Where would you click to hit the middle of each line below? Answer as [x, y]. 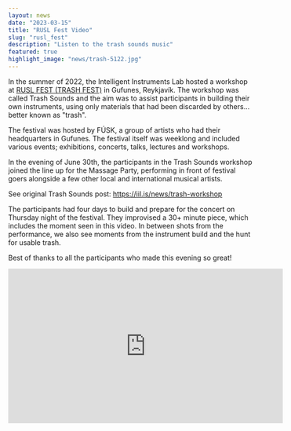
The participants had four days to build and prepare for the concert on [122, 209]
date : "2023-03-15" [40, 23]
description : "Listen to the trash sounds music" [91, 45]
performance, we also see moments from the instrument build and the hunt [129, 234]
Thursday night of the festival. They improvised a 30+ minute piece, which [128, 217]
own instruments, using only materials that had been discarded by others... [129, 106]
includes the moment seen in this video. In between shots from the [116, 225]
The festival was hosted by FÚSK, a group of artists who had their [115, 130]
